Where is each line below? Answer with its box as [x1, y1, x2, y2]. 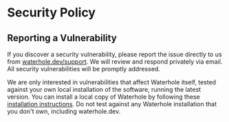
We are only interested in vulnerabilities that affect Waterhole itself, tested [7, 78, 217, 86]
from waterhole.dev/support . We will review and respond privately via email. [7, 58, 223, 66]
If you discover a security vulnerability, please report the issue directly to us [7, 50, 222, 58]
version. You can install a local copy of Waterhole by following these [7, 93, 201, 101]
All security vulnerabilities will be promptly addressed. [7, 65, 160, 73]
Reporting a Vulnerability [7, 32, 117, 44]
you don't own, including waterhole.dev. [7, 108, 121, 115]
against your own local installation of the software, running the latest [7, 86, 201, 93]
